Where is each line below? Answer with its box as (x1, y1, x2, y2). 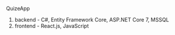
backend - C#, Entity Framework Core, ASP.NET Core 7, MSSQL (14, 16, 169, 23)
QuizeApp (6, 5, 31, 12)
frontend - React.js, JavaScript (14, 23, 89, 29)
